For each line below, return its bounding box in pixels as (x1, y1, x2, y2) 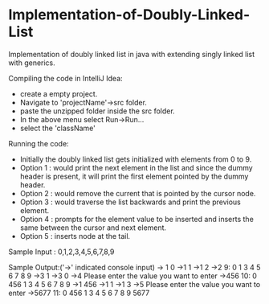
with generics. (8, 58, 56, 68)
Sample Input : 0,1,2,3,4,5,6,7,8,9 (8, 247, 115, 257)
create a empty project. (19, 88, 98, 98)
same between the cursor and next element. (19, 223, 167, 232)
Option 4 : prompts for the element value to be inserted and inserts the (19, 214, 255, 224)
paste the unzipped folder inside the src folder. (19, 106, 175, 116)
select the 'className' (19, 123, 96, 133)
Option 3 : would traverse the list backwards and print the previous (19, 197, 241, 207)
